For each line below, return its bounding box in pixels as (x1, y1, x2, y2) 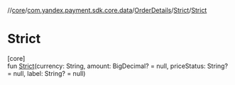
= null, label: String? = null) (7, 69, 86, 77)
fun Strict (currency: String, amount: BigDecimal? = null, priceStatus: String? (7, 62, 229, 70)
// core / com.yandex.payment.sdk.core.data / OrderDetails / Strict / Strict (7, 6, 207, 14)
